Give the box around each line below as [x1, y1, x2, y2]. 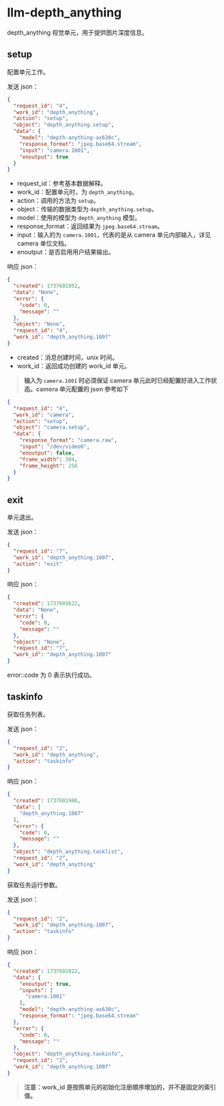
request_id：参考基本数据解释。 [16, 180, 107, 188]
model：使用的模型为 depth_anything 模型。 [16, 214, 141, 222]
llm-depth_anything [7, 5, 122, 21]
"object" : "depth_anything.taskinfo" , [13, 1050, 124, 1057]
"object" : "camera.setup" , [13, 424, 90, 431]
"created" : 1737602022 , [13, 967, 81, 974]
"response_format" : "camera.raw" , [19, 437, 117, 444]
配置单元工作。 [7, 67, 49, 76]
